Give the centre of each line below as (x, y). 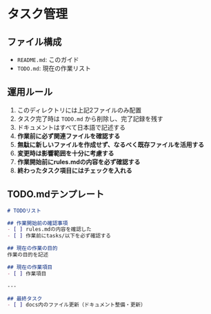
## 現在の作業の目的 (32, 248)
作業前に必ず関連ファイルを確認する (69, 136)
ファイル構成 (34, 42)
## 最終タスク (25, 298)
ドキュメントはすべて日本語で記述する (71, 127)
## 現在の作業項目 (30, 267)
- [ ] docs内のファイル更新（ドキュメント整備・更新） (77, 305)
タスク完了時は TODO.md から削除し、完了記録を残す (90, 119)
